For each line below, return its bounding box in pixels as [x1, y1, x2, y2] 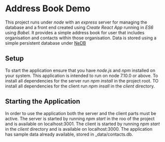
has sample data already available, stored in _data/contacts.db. [5, 131, 133, 137]
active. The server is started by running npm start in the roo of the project [5, 115, 155, 121]
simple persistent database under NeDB [5, 40, 86, 46]
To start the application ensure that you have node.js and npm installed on [5, 67, 156, 73]
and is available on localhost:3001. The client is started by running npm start [5, 121, 160, 127]
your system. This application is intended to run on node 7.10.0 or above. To [5, 72, 159, 79]
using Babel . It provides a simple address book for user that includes [5, 29, 145, 35]
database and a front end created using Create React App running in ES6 [5, 24, 154, 30]
